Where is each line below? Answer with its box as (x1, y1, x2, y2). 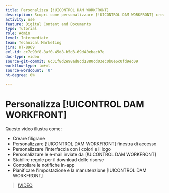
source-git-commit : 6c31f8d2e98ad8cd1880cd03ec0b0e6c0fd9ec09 (5, 59, 138, 64)
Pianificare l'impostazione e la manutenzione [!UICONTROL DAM (12, 167, 147, 173)
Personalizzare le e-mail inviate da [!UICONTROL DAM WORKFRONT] (12, 151, 157, 157)
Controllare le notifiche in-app (12, 162, 75, 168)
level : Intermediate (5, 36, 49, 41)
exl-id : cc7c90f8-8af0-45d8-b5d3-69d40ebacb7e (5, 49, 105, 54)
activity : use (5, 17, 35, 22)
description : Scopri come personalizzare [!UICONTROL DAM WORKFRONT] (5, 12, 154, 17)
